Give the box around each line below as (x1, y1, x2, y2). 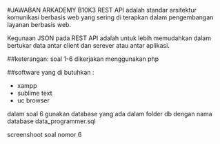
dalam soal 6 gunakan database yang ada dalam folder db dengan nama (7, 110, 212, 118)
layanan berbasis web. (7, 21, 71, 28)
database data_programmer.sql (7, 117, 96, 125)
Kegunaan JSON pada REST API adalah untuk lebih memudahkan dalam (7, 34, 212, 42)
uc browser (17, 96, 50, 105)
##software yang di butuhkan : (7, 69, 94, 76)
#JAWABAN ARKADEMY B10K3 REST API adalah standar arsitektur (7, 6, 197, 14)
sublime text (17, 89, 52, 97)
